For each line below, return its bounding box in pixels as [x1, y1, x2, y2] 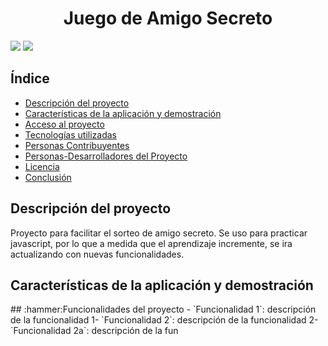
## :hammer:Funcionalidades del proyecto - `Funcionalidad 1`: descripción [10, 303, 317, 316]
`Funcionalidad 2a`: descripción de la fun [10, 325, 179, 337]
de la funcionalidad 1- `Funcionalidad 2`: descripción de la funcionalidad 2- [10, 314, 319, 326]
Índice [10, 70, 50, 87]
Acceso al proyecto [24, 118, 105, 130]
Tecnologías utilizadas [24, 128, 117, 141]
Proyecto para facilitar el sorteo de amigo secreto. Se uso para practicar [10, 227, 308, 239]
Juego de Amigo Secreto [63, 7, 273, 30]
